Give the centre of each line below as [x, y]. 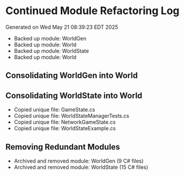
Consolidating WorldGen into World [72, 75]
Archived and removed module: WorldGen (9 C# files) [79, 161]
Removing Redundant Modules [63, 147]
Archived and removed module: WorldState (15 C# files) [81, 167]
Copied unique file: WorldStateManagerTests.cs [71, 116]
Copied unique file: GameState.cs [54, 110]
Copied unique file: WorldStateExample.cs [65, 128]
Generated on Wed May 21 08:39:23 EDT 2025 [62, 27]
